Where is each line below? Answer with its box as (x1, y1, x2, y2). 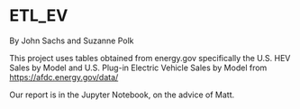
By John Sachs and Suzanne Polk (9, 35, 134, 46)
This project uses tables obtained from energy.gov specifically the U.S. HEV (9, 52, 291, 63)
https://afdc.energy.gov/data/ (9, 71, 119, 82)
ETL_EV (9, 5, 68, 26)
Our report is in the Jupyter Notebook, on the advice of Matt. (9, 89, 235, 100)
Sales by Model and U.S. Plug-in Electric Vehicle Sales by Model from (9, 62, 268, 73)
